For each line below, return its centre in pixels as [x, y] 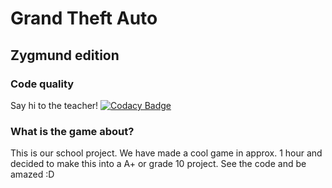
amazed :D [32, 174]
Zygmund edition [65, 55]
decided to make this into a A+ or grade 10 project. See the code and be [158, 164]
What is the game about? [72, 131]
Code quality [42, 84]
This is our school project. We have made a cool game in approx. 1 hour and [166, 153]
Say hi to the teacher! [54, 105]
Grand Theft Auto [84, 18]
